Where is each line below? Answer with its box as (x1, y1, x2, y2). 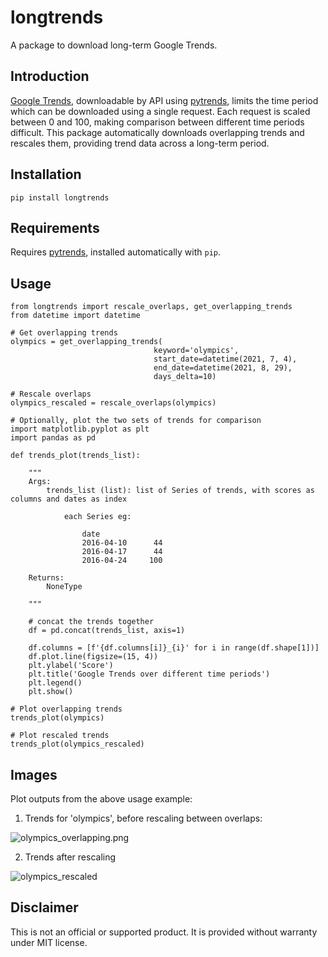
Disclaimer (10, 899, 79, 916)
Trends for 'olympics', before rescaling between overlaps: (24, 812, 263, 824)
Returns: (28, 573, 65, 583)
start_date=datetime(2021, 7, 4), (153, 354, 298, 365)
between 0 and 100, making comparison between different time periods (10, 116, 305, 128)
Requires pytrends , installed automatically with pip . (10, 246, 222, 258)
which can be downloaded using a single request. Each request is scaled (10, 105, 311, 117)
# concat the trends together (28, 617, 155, 627)
